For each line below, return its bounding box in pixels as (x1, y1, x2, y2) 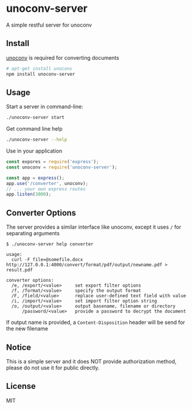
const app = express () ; (6, 175, 65, 181)
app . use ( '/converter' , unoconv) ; (6, 180, 89, 186)
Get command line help (6, 125, 63, 132)
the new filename (6, 325, 48, 332)
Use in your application (6, 147, 63, 155)
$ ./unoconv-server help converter (6, 241, 94, 247)
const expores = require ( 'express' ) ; (6, 159, 99, 165)
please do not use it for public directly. (6, 364, 100, 371)
